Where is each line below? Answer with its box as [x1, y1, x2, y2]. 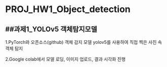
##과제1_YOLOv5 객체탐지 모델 [5, 25, 97, 33]
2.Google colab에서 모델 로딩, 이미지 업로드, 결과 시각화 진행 [5, 56, 126, 62]
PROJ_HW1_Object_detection [5, 4, 131, 15]
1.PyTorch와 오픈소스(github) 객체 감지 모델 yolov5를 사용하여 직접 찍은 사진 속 [5, 39, 162, 45]
